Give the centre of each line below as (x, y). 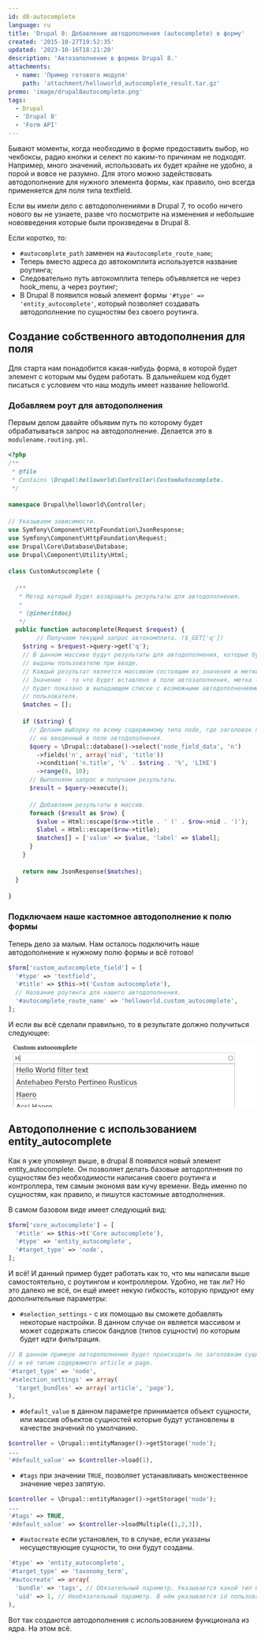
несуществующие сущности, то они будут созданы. (107, 1548)
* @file (24, 471)
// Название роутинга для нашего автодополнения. (98, 993)
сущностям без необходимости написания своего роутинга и (112, 1177)
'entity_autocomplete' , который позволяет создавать (109, 303)
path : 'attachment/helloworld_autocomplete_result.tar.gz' (121, 83)
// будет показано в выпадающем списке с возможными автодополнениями (141, 688)
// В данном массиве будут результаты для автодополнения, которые (135, 655)
